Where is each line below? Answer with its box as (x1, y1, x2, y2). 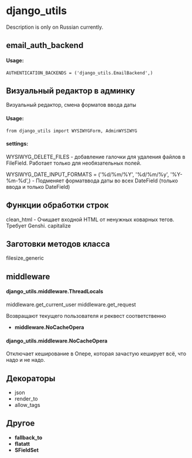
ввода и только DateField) (6, 183, 70, 190)
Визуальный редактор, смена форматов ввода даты (6, 101, 136, 108)
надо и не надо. (6, 357, 46, 364)
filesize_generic (6, 255, 44, 262)
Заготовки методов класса (6, 239, 110, 249)
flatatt (14, 440, 30, 447)
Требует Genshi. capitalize (6, 222, 71, 229)
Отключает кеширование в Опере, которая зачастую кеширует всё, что (6, 350, 186, 357)
